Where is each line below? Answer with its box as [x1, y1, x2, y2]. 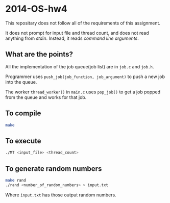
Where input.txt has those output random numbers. [5, 192, 116, 198]
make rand [5, 177, 27, 183]
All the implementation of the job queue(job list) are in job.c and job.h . [5, 63, 154, 69]
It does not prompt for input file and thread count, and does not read [5, 30, 149, 36]
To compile [5, 109, 41, 118]
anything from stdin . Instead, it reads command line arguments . [5, 35, 139, 41]
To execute [5, 136, 42, 145]
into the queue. [5, 79, 37, 85]
